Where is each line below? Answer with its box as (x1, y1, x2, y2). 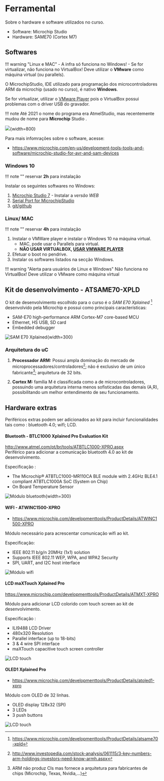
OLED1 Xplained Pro (5, 667, 46, 673)
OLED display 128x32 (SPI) (12, 702, 66, 708)
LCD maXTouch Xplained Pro (5, 580, 65, 586)
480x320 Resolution (12, 630, 53, 636)
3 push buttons (12, 712, 43, 718)
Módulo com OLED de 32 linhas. (5, 692, 70, 698)
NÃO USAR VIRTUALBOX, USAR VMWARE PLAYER (19, 246, 123, 252)
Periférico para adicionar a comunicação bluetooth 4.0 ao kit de (5, 449, 133, 455)
